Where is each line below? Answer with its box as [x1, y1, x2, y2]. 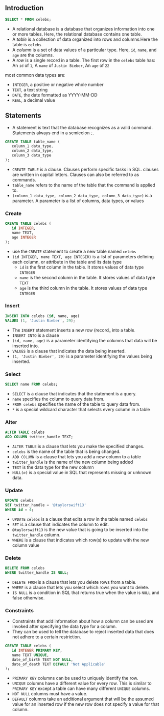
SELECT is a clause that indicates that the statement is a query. [12, 390, 137, 396]
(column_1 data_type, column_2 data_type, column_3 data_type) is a [12, 192, 152, 198]
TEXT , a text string [12, 87, 48, 92]
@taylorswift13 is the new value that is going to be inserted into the [12, 526, 149, 533]
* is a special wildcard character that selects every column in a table [12, 406, 150, 412]
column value [12, 542, 40, 548]
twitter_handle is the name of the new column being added [12, 459, 133, 465]
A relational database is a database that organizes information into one [12, 26, 155, 31]
